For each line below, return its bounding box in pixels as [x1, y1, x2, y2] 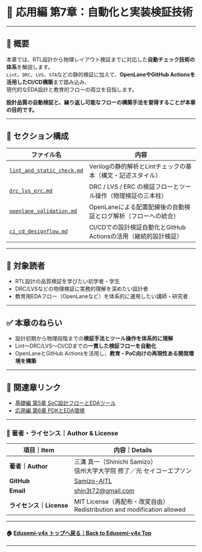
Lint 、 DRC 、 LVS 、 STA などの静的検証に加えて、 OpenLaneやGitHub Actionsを [6, 70, 195, 78]
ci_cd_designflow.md [9, 228, 68, 235]
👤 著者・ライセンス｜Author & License [6, 429, 118, 437]
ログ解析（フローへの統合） [101, 212, 180, 220]
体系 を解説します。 [6, 63, 54, 70]
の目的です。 [6, 106, 38, 113]
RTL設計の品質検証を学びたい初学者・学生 [14, 278, 120, 285]
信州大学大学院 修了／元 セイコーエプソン [74, 467, 192, 475]
